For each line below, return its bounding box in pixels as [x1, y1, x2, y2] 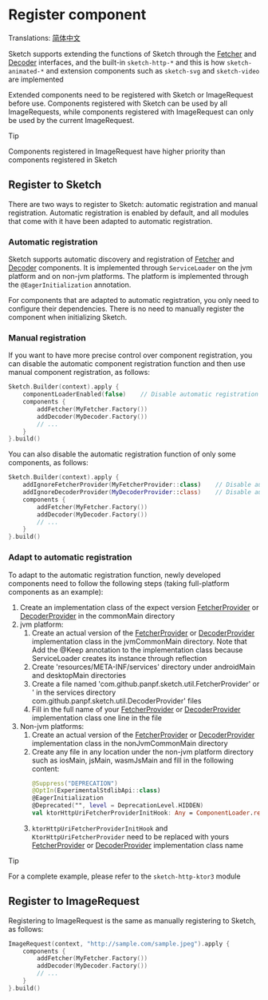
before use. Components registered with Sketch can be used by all [8, 98, 227, 108]
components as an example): [8, 587, 104, 596]
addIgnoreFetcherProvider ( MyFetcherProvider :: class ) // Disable [22, 481, 251, 489]
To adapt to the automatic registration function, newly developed [8, 570, 221, 580]
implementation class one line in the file [31, 713, 162, 723]
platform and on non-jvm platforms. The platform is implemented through [8, 272, 249, 281]
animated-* [8, 67, 45, 75]
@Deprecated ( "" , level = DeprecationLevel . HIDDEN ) [31, 802, 204, 810]
